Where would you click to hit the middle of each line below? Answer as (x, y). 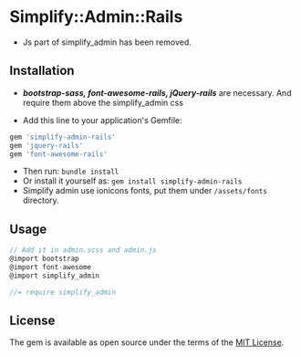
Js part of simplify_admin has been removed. (107, 42)
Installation (42, 71)
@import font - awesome (51, 267)
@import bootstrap (44, 259)
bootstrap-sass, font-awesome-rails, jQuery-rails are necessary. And (157, 92)
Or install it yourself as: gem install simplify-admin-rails (132, 181)
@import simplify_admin (55, 276)
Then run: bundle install (71, 172)
